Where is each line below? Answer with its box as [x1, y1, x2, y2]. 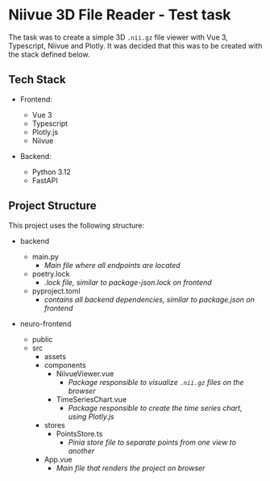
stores [44, 420, 66, 429]
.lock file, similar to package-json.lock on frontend [44, 277, 212, 287]
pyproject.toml [31, 286, 81, 295]
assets [44, 351, 67, 361]
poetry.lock [31, 269, 70, 278]
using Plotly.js [68, 412, 114, 421]
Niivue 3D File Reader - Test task [8, 6, 231, 24]
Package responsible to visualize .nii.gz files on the [68, 377, 244, 387]
